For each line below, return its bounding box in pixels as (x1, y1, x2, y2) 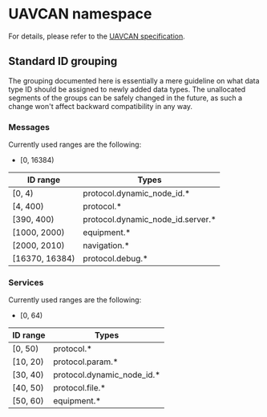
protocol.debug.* (83, 253, 148, 265)
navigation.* (83, 240, 130, 251)
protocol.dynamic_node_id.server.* (83, 214, 216, 225)
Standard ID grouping (8, 55, 118, 68)
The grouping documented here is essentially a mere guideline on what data (8, 75, 260, 85)
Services (8, 277, 44, 288)
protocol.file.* (53, 383, 106, 394)
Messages (8, 121, 51, 132)
